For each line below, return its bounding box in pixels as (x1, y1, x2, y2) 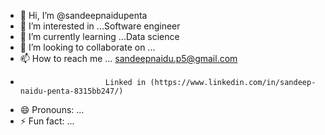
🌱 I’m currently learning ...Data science (19, 31, 180, 42)
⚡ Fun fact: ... (19, 115, 75, 127)
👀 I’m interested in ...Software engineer (19, 20, 181, 32)
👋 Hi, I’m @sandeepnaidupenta (19, 10, 148, 21)
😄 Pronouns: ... (19, 104, 85, 115)
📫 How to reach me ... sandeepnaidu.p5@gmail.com (19, 53, 238, 64)
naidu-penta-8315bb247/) (19, 86, 124, 96)
